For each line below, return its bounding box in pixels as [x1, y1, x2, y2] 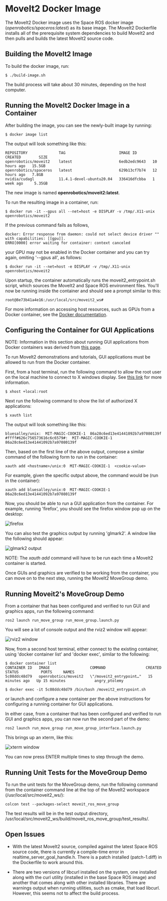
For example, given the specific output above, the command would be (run [5, 472, 159, 479]
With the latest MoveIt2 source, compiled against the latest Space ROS [12, 843, 158, 849]
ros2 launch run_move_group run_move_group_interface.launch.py [5, 726, 142, 731]
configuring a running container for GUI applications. [5, 701, 114, 707]
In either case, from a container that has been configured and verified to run [5, 711, 162, 717]
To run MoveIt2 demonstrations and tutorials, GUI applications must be [5, 354, 151, 360]
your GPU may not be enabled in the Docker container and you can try [5, 249, 150, 255]
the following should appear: [5, 536, 64, 541]
